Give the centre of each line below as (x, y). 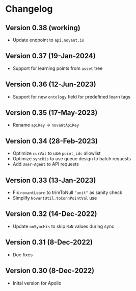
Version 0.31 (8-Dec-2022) (49, 242)
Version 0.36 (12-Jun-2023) (51, 84)
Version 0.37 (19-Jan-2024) (50, 56)
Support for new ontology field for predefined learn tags (72, 96)
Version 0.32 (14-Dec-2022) (51, 214)
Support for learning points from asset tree (58, 68)
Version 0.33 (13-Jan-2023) (51, 180)
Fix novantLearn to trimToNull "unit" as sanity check (67, 192)
